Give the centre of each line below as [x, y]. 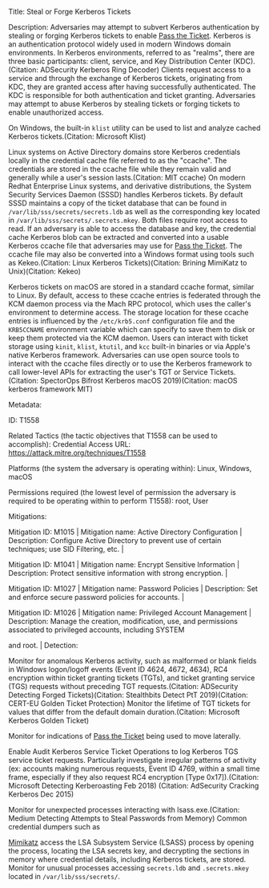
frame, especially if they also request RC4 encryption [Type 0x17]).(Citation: [134, 777]
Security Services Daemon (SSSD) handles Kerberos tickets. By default [126, 195]
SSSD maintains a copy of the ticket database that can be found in [118, 203]
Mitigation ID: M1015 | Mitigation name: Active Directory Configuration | [125, 532]
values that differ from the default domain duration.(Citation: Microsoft [124, 712]
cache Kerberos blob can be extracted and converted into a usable [119, 237]
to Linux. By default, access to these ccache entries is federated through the [134, 295]
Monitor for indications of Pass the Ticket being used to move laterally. [125, 736]
